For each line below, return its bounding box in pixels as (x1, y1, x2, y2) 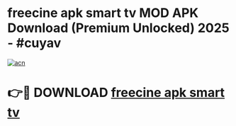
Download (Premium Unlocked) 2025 (7, 20, 230, 36)
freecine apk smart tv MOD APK (7, 5, 199, 21)
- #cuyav (7, 35, 62, 51)
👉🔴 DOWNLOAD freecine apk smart (7, 85, 225, 101)
